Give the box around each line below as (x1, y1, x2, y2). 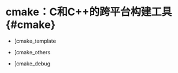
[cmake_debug (14, 60, 51, 67)
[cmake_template (14, 37, 57, 44)
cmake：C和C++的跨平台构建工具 (5, 5, 173, 19)
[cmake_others (14, 48, 51, 55)
